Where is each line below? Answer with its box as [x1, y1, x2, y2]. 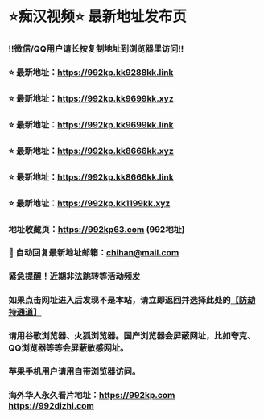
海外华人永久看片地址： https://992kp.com [8, 390, 175, 401]
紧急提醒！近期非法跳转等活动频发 [8, 271, 141, 282]
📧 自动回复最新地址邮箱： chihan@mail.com [8, 247, 179, 259]
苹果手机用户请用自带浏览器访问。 [8, 366, 141, 377]
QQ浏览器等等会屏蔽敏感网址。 [8, 342, 129, 354]
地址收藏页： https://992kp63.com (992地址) [8, 223, 185, 234]
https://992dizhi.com [8, 400, 94, 412]
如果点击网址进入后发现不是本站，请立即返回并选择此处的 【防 [8, 295, 248, 306]
